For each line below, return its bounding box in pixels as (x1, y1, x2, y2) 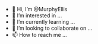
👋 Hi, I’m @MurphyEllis (11, 6, 68, 12)
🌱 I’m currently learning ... (11, 18, 75, 25)
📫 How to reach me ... (11, 32, 67, 38)
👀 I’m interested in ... (11, 12, 62, 19)
